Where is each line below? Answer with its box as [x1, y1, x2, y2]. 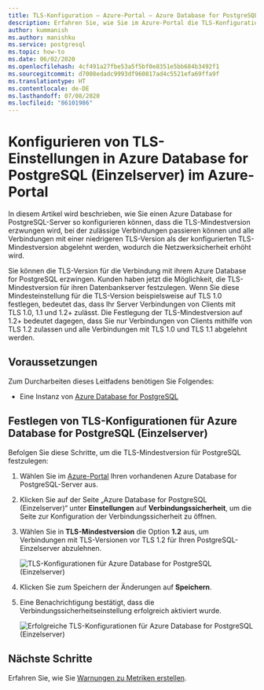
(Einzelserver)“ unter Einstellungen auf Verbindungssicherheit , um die [19, 503, 252, 512]
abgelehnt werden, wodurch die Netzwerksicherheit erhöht [60, 243, 251, 252]
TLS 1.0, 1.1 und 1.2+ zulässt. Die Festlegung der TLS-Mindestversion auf [8, 308, 243, 317]
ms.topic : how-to [8, 48, 65, 56]
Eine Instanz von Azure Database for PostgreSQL [19, 391, 179, 401]
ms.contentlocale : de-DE [8, 84, 90, 93]
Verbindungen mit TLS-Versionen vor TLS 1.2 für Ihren [19, 535, 196, 545]
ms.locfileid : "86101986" [8, 99, 93, 107]
